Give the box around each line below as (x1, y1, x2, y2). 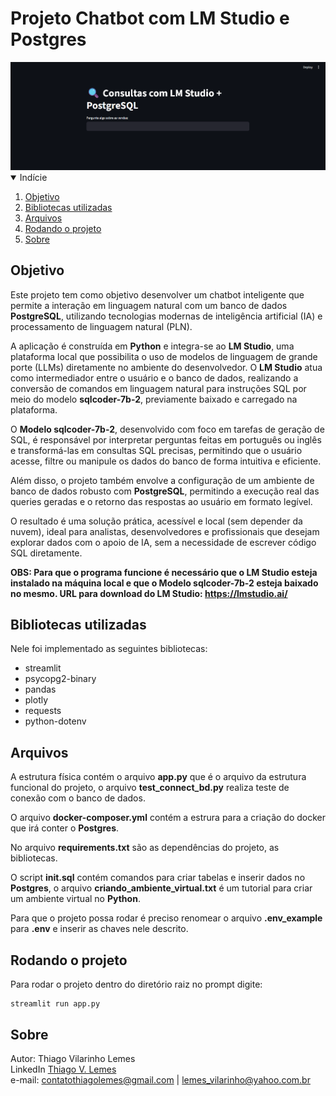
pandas (24, 683, 57, 696)
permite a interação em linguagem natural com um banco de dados (10, 299, 288, 311)
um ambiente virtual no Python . (10, 893, 141, 905)
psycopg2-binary (24, 673, 97, 685)
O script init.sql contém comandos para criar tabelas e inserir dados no (10, 872, 306, 884)
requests (24, 705, 62, 717)
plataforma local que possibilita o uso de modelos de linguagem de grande (10, 350, 318, 362)
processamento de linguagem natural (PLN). (10, 320, 193, 332)
